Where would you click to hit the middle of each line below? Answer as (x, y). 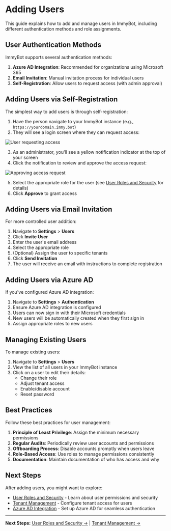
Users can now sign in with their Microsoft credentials (69, 313)
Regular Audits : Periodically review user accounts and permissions (83, 443)
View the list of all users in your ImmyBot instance (65, 367)
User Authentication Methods (53, 45)
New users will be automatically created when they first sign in (78, 318)
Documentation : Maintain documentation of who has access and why (86, 459)
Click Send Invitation (35, 259)
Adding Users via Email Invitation (59, 209)
